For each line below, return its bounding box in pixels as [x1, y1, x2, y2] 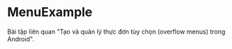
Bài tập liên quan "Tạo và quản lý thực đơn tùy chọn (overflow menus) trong [7, 27, 226, 36]
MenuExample [7, 4, 93, 20]
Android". [7, 34, 35, 43]
